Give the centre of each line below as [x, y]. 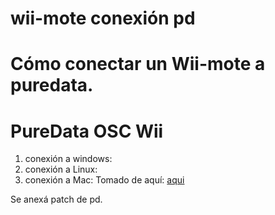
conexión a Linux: [61, 169]
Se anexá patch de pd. [56, 199]
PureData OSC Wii [87, 131]
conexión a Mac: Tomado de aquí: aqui [104, 180]
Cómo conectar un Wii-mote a [138, 64]
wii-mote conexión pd [103, 18]
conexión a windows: [68, 159]
